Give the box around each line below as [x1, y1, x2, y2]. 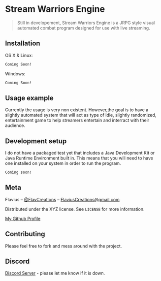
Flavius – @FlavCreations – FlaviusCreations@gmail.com [5, 196, 120, 202]
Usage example [5, 94, 54, 102]
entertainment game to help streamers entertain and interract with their [5, 117, 150, 124]
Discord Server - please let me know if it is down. [5, 270, 105, 276]
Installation [5, 39, 40, 48]
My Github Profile [5, 216, 41, 221]
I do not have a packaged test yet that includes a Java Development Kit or [5, 150, 155, 156]
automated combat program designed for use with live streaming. [17, 25, 150, 31]
